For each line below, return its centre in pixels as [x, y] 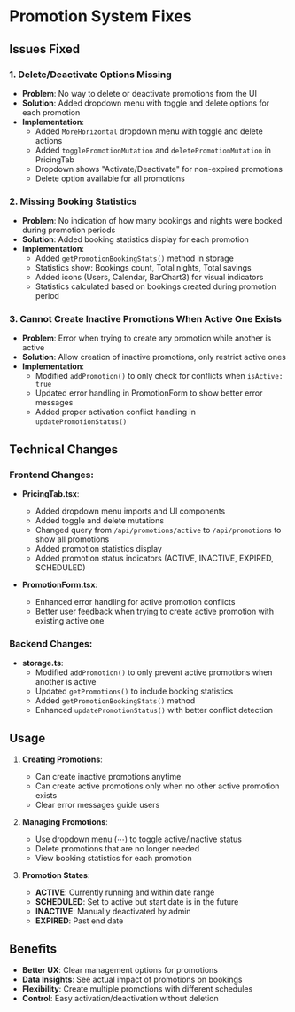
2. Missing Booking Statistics [73, 201]
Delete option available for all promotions [110, 178]
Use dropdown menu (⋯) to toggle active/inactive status [138, 839]
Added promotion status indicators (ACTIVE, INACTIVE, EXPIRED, [154, 558]
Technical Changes [63, 449]
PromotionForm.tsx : [60, 585]
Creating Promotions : [62, 759]
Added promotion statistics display [98, 549]
